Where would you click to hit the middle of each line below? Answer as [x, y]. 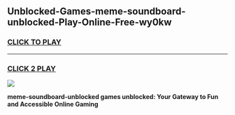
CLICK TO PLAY [34, 43]
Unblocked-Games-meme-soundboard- [97, 11]
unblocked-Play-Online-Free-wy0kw [90, 23]
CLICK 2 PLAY [31, 68]
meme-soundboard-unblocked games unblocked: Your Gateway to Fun [113, 96]
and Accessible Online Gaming [53, 104]
